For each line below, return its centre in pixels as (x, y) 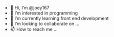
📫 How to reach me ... (34, 29)
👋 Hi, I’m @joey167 (30, 8)
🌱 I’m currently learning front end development (59, 18)
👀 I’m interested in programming (44, 13)
